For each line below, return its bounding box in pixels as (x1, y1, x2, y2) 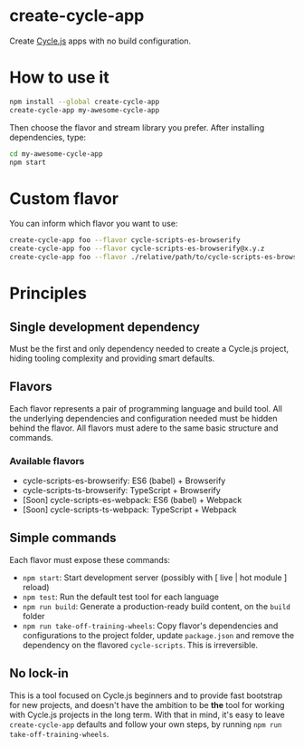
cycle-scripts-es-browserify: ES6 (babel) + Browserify (22, 475, 226, 486)
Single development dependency (9, 319, 201, 335)
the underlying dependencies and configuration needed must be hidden (9, 413, 278, 423)
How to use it (9, 67, 110, 88)
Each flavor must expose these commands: (9, 554, 170, 565)
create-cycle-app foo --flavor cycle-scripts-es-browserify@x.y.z (9, 244, 265, 254)
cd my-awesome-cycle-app (9, 149, 103, 159)
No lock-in (9, 665, 70, 681)
